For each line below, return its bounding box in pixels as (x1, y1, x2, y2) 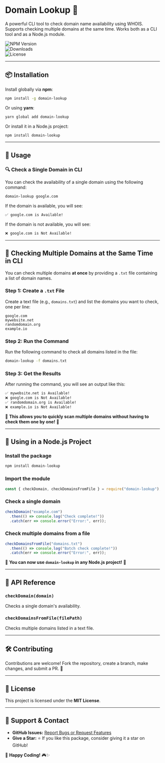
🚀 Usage (5, 151, 31, 159)
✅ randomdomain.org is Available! (5, 400, 77, 405)
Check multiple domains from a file (5, 530, 90, 537)
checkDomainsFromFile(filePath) (5, 615, 82, 621)
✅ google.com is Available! (5, 212, 64, 217)
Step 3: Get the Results (5, 370, 61, 377)
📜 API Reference (5, 578, 55, 587)
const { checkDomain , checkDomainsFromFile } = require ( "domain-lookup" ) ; (5, 486, 162, 491)
